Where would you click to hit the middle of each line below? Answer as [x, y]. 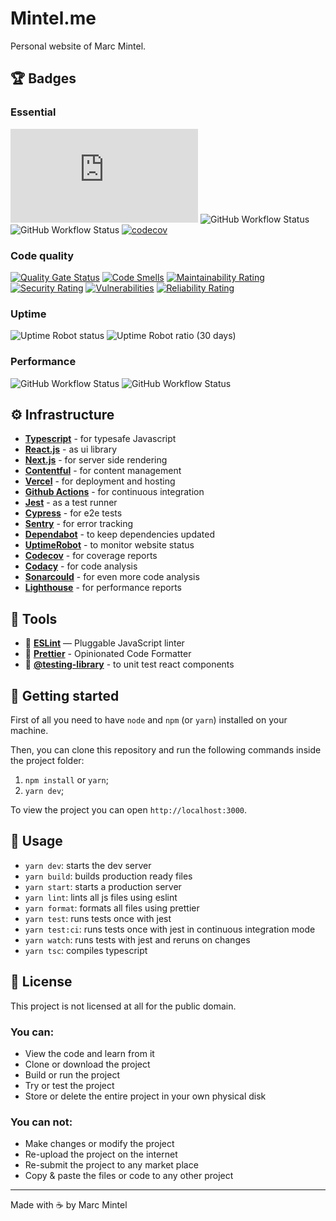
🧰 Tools [34, 618]
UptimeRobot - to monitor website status [109, 545]
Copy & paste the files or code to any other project [129, 1176]
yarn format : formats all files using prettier [112, 908]
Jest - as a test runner [71, 503]
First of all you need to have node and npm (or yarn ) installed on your [149, 719]
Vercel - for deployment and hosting [100, 481]
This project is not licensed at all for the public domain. [123, 1006]
